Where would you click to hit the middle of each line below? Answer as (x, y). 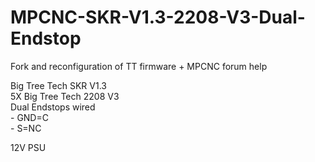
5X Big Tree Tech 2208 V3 (65, 96)
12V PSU (28, 147)
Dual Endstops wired (53, 107)
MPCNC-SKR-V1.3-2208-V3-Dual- (158, 17)
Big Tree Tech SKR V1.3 (58, 85)
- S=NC (26, 128)
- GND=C (29, 117)
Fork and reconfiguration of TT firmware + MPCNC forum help (139, 66)
